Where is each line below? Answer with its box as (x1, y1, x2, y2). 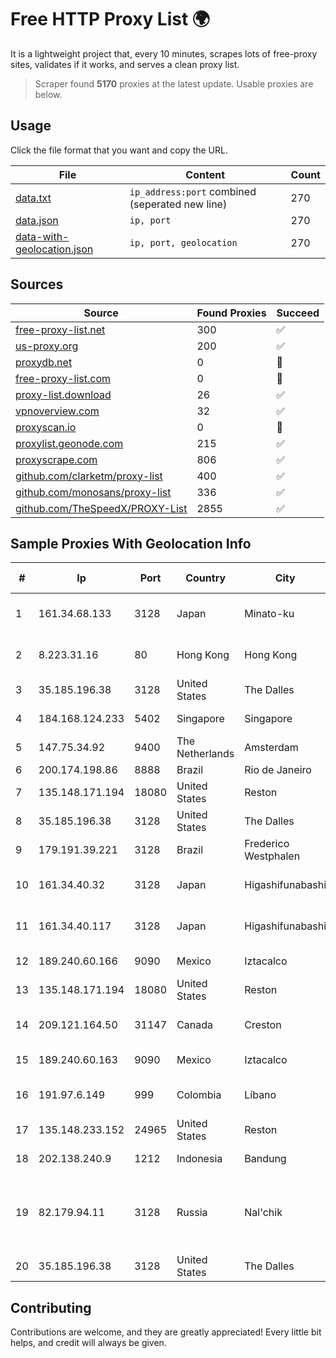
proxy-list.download (15, 387, 112, 401)
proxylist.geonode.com (15, 436, 124, 450)
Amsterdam (244, 741, 299, 755)
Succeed (276, 306, 320, 320)
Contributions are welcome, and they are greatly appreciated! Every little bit (10, 1326, 322, 1338)
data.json (15, 213, 59, 227)
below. (34, 88, 63, 100)
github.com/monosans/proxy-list (15, 485, 172, 499)
